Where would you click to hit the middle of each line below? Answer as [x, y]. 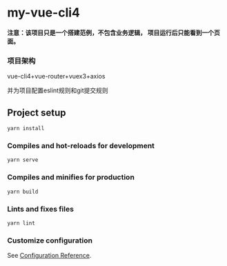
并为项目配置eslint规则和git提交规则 [58, 90]
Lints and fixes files [41, 209]
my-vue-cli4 [44, 13]
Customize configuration [50, 241]
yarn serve [23, 160]
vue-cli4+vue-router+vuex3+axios [56, 76]
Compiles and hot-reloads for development [81, 145]
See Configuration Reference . [49, 256]
